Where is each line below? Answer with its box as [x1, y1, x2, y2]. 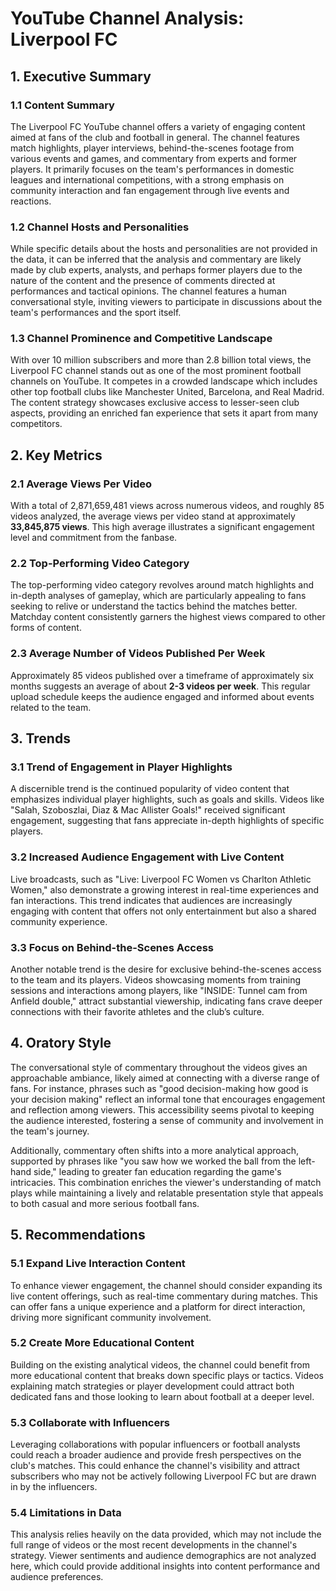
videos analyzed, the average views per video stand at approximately [10, 510, 296, 522]
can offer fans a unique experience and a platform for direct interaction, [10, 1300, 306, 1312]
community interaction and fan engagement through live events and [10, 184, 290, 196]
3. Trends [10, 730, 71, 747]
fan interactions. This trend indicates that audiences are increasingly [10, 894, 293, 906]
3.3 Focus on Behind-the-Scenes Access [10, 940, 214, 954]
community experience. [10, 915, 108, 927]
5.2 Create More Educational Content [10, 1336, 195, 1350]
